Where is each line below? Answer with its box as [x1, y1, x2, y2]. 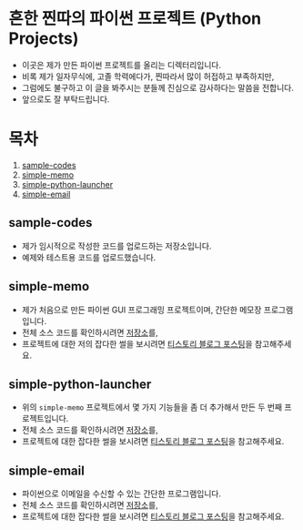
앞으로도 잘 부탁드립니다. [21, 93, 110, 105]
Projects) [8, 28, 79, 49]
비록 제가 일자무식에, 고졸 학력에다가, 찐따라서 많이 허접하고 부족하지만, [21, 70, 275, 82]
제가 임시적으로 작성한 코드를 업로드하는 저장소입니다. [21, 240, 212, 251]
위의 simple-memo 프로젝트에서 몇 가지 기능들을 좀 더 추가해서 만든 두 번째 [21, 402, 283, 413]
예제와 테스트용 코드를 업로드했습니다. [21, 251, 157, 262]
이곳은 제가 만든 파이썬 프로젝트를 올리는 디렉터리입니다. [21, 59, 222, 70]
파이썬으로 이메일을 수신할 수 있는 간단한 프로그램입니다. [21, 488, 222, 499]
